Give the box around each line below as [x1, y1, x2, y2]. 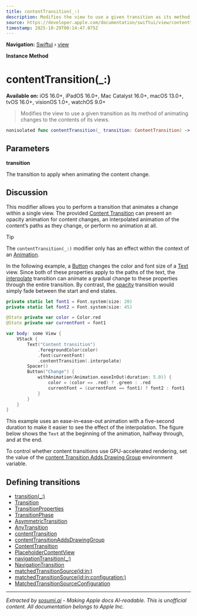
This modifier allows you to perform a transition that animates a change [6, 203, 179, 210]
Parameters [6, 144, 50, 154]
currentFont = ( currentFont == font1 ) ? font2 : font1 [47, 385, 185, 391]
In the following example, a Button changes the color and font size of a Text [6, 262, 189, 269]
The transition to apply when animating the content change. [6, 171, 151, 178]
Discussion [6, 188, 48, 198]
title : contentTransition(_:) [6, 8, 80, 15]
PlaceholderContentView [14, 549, 75, 556]
